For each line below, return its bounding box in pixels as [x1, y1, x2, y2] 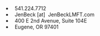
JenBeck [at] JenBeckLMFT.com [14, 11, 95, 18]
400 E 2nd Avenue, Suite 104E [14, 17, 87, 24]
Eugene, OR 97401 [14, 23, 59, 30]
